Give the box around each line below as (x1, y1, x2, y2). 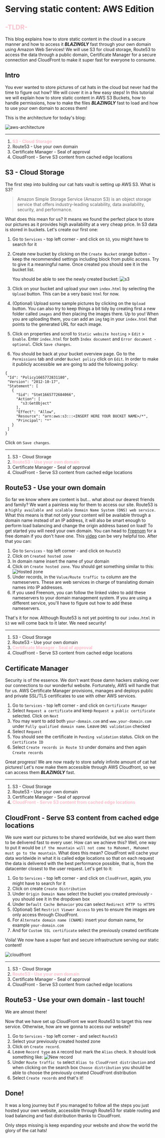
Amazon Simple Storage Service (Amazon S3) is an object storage (17, 196, 151, 202)
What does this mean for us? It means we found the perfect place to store (5, 216, 155, 222)
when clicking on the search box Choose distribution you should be (12, 1064, 151, 1070)
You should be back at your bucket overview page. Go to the (12, 351, 135, 357)
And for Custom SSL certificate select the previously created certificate (12, 928, 159, 933)
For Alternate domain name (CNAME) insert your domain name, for (12, 917, 144, 923)
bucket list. (12, 267, 35, 272)
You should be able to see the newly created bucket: (12, 276, 119, 282)
